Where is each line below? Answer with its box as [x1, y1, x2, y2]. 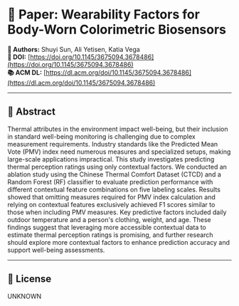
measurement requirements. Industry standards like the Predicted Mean [7, 139, 218, 148]
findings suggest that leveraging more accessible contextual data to [7, 223, 206, 231]
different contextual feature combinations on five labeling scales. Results [7, 185, 221, 194]
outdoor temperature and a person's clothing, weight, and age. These [7, 215, 211, 223]
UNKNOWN [7, 292, 41, 300]
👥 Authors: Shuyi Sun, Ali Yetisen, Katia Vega [7, 45, 140, 53]
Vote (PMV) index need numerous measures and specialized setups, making [7, 147, 231, 156]
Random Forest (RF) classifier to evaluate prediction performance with [7, 177, 213, 186]
